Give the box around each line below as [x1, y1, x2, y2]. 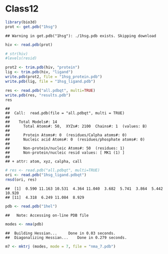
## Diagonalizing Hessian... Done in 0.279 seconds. [5, 235, 127, 240]
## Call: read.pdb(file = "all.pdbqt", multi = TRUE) [5, 111, 125, 116]
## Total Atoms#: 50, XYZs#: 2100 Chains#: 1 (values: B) [5, 124, 147, 129]
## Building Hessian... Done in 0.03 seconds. [5, 230, 116, 236]
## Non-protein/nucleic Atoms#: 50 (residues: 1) [5, 146, 125, 151]
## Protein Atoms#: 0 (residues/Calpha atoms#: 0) [5, 133, 127, 138]
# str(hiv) [5, 51, 28, 56]
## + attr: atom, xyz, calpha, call [5, 159, 82, 164]
